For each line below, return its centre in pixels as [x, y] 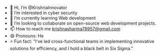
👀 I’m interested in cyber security [44, 13]
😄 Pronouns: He [27, 36]
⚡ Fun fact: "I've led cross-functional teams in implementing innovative [82, 41]
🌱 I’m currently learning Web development [53, 18]
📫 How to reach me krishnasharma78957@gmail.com [65, 29]
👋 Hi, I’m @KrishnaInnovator [38, 8]
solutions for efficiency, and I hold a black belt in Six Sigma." [71, 48]
